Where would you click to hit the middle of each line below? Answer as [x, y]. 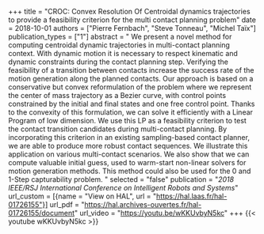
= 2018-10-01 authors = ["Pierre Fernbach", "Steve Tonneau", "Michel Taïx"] [132, 28]
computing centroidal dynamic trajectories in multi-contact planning [119, 45]
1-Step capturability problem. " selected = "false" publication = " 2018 [121, 179]
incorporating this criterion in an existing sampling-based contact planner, [129, 137]
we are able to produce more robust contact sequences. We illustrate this [128, 146]
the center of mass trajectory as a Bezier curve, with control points [117, 95]
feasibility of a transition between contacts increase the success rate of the [132, 70]
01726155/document [42, 213]
